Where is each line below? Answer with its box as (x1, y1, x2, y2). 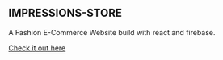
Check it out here (8, 43, 66, 53)
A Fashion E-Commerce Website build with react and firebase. (8, 27, 216, 37)
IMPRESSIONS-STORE (8, 6, 123, 20)
